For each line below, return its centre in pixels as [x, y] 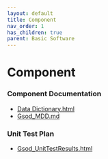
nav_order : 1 [26, 26]
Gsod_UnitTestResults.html [55, 148]
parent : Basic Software [41, 39]
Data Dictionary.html [46, 109]
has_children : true [35, 32]
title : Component [32, 20]
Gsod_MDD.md [38, 116]
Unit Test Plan [31, 134]
